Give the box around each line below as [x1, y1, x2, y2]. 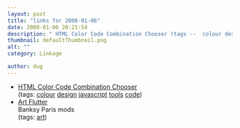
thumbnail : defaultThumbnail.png [7, 37, 107, 44]
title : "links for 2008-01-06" [7, 17, 101, 24]
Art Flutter [17, 97, 48, 106]
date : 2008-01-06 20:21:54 [7, 23, 88, 31]
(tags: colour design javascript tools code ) [17, 90, 143, 98]
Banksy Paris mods [17, 105, 75, 114]
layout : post [7, 10, 46, 18]
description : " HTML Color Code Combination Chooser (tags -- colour [7, 30, 222, 38]
